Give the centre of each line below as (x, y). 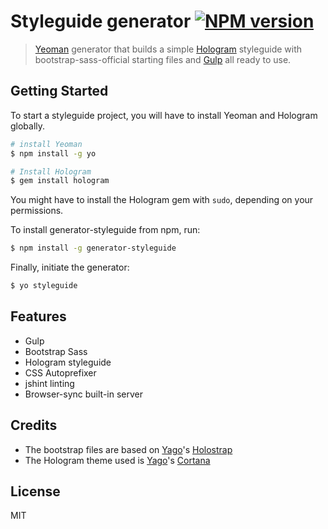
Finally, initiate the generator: (70, 267)
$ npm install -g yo (53, 153)
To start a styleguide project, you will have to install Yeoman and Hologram (164, 115)
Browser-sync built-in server (84, 394)
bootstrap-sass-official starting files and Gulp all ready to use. (163, 59)
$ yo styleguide (44, 286)
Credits (34, 425)
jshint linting (49, 383)
